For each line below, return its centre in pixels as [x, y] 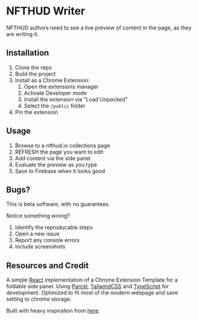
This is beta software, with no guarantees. [58, 204]
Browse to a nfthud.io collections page [62, 145]
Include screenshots [40, 247]
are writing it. [22, 34]
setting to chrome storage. [39, 299]
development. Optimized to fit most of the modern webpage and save [92, 293]
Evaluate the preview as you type [56, 165]
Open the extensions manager [61, 86]
